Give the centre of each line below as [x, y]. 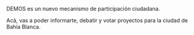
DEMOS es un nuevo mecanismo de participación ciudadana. [83, 9]
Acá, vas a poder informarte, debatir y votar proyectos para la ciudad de [97, 20]
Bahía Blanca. [23, 27]
